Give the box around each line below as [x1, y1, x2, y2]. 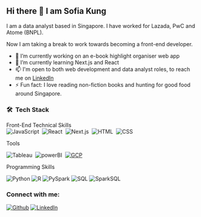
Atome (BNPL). [6, 29, 44, 36]
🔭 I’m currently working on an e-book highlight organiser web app [15, 52, 180, 60]
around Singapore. [15, 89, 62, 97]
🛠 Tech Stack [6, 105, 50, 114]
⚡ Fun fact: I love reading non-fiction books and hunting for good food [15, 81, 191, 88]
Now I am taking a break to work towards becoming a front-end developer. [6, 40, 193, 47]
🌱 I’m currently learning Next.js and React [15, 58, 120, 66]
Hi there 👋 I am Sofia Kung [6, 6, 106, 16]
